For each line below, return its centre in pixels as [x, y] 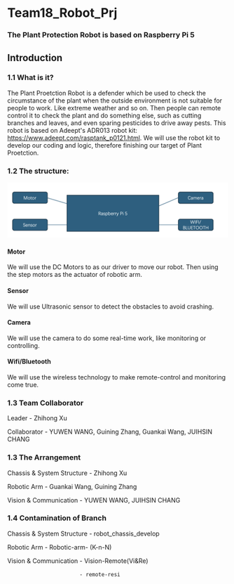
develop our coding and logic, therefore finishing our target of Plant [104, 145]
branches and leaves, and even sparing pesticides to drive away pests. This [117, 123]
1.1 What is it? [30, 77]
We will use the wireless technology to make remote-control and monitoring [117, 377]
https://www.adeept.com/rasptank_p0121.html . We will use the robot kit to [114, 138]
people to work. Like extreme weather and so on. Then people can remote [114, 108]
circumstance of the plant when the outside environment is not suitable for [115, 100]
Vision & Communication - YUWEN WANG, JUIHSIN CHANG [94, 500]
